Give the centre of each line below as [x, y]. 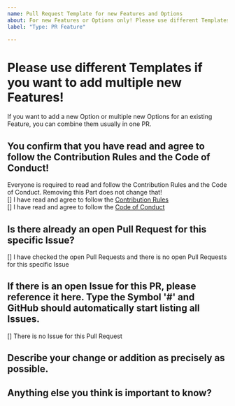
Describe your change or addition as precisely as [116, 358]
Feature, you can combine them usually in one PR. [79, 124]
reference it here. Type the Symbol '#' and [101, 297]
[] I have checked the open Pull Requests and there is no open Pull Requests [117, 257]
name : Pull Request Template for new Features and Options [95, 14]
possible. [28, 369]
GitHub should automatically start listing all [104, 308]
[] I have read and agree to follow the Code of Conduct [86, 207]
